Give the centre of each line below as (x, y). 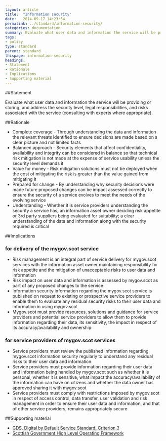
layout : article (22, 10)
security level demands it (38, 163)
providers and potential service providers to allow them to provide (79, 317)
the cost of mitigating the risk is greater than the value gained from (80, 174)
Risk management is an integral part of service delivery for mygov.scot (84, 259)
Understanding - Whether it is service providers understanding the (80, 205)
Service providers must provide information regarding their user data (82, 367)
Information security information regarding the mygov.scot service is (82, 291)
